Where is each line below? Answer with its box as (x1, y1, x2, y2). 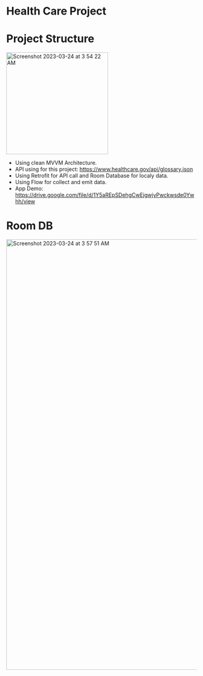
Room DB (6, 219, 53, 233)
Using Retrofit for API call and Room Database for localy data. (14, 172, 169, 179)
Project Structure (6, 32, 95, 46)
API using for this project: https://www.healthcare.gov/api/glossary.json (14, 165, 193, 173)
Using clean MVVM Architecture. (14, 159, 97, 167)
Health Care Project (6, 4, 107, 18)
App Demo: (14, 185, 43, 192)
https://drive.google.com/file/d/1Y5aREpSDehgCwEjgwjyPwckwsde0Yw (14, 191, 195, 199)
